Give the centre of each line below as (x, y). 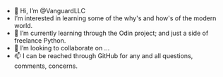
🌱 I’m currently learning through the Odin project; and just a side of (111, 33)
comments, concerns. (46, 66)
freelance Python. (40, 41)
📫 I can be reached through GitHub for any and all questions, (103, 56)
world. (23, 26)
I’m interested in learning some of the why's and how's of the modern (115, 18)
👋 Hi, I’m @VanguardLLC (50, 11)
